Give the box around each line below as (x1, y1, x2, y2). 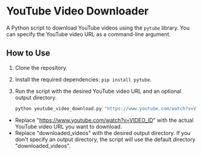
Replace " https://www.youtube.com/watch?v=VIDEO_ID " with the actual (14, 116, 194, 124)
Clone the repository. (14, 64, 68, 71)
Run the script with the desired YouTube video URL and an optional (14, 87, 181, 95)
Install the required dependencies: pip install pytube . (14, 75, 152, 83)
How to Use (6, 48, 51, 59)
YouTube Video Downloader (6, 4, 149, 18)
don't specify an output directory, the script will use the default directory (14, 136, 196, 143)
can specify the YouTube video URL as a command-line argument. (6, 30, 171, 37)
